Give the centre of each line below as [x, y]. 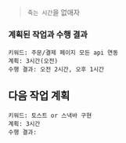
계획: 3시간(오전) [33, 61]
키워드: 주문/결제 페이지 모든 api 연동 [63, 53]
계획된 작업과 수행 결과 [48, 35]
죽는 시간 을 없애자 [54, 12]
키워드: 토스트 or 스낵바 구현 [50, 116]
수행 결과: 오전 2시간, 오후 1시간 [56, 70]
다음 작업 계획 [39, 95]
